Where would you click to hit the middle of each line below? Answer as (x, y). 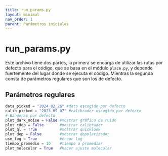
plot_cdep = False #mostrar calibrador (54, 125)
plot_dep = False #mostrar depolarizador (57, 134)
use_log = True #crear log (44, 139)
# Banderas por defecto (30, 115)
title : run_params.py (28, 10)
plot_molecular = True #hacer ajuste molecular (59, 148)
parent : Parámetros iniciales (37, 24)
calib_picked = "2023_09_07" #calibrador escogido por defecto (73, 111)
